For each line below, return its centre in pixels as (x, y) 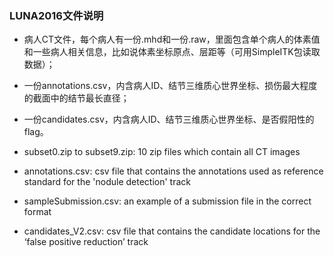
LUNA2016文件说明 (56, 15)
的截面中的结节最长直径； (76, 98)
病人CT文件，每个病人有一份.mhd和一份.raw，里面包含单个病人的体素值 (172, 39)
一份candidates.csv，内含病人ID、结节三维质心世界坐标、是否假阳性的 (169, 119)
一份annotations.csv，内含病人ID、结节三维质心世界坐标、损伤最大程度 (170, 86)
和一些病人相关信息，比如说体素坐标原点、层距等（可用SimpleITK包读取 (172, 52)
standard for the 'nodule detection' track (107, 182)
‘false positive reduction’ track (86, 242)
